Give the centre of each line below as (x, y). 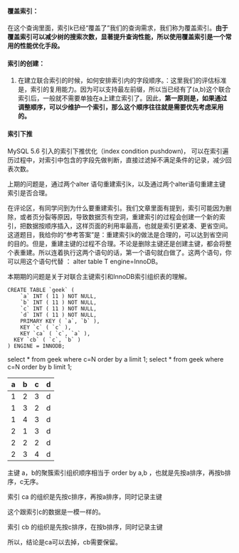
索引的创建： (26, 63)
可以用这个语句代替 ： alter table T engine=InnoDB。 (85, 261)
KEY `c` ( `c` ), (46, 327)
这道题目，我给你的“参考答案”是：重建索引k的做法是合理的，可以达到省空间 (118, 234)
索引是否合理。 (29, 193)
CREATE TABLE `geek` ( (41, 290)
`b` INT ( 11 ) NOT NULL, (59, 302)
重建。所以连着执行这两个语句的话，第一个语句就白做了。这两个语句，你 (126, 252)
